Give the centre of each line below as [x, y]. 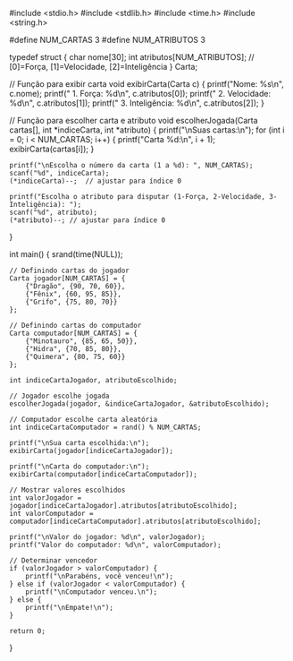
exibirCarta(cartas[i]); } [52, 149]
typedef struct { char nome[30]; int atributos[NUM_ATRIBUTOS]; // [132, 57]
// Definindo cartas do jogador [69, 270]
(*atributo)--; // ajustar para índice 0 [88, 220]
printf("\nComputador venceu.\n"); [92, 592]
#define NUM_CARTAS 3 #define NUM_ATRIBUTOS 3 [107, 40]
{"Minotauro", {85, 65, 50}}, [82, 341]
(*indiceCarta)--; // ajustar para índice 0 [95, 181]
